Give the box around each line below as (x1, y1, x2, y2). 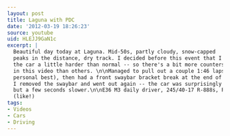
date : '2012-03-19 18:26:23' (7, 23, 90, 30)
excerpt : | (7, 42, 38, 49)
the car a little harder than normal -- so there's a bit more (13, 61, 197, 68)
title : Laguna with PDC (7, 16, 75, 23)
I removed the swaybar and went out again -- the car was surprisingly (13, 80, 222, 87)
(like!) (13, 93, 36, 100)
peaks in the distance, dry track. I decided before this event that (13, 55, 216, 62)
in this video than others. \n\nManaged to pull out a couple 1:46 (13, 67, 210, 74)
